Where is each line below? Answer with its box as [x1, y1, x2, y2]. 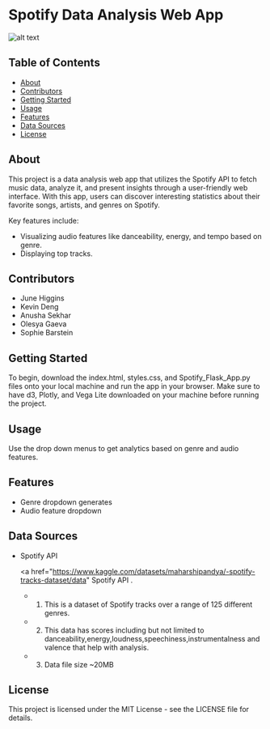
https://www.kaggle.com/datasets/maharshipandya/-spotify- [52, 566, 256, 576]
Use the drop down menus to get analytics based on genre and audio [8, 444, 239, 453]
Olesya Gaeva [19, 319, 67, 329]
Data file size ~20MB [44, 659, 115, 669]
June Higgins [19, 293, 65, 303]
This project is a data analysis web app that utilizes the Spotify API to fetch [8, 174, 257, 184]
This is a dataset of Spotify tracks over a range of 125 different [44, 599, 253, 609]
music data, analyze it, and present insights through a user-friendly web [8, 182, 248, 192]
